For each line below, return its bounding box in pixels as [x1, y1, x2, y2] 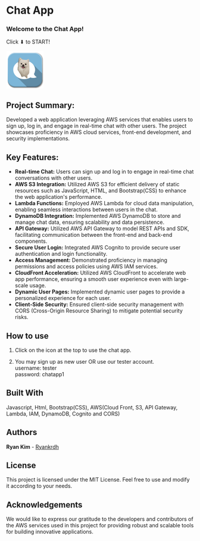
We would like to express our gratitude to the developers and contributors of [6, 515, 193, 523]
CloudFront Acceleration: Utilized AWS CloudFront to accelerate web [14, 269, 186, 277]
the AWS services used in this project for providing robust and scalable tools [6, 522, 194, 529]
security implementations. [6, 135, 70, 142]
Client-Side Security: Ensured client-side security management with [14, 301, 184, 308]
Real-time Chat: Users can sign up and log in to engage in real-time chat [14, 168, 194, 176]
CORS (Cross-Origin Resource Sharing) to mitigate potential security [14, 307, 183, 314]
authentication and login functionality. [14, 251, 108, 258]
